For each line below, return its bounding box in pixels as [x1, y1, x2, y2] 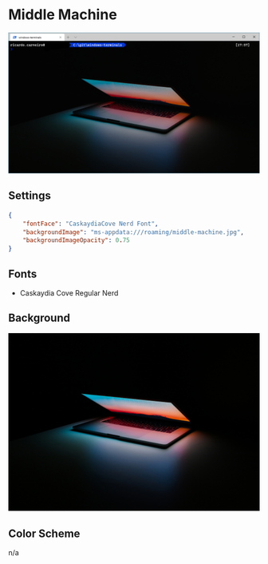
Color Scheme [8, 526, 81, 540]
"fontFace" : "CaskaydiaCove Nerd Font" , [22, 220, 159, 228]
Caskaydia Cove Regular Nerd [19, 288, 119, 297]
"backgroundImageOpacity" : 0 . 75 [22, 236, 130, 244]
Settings [8, 189, 52, 203]
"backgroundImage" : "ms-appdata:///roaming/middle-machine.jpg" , [22, 228, 245, 236]
